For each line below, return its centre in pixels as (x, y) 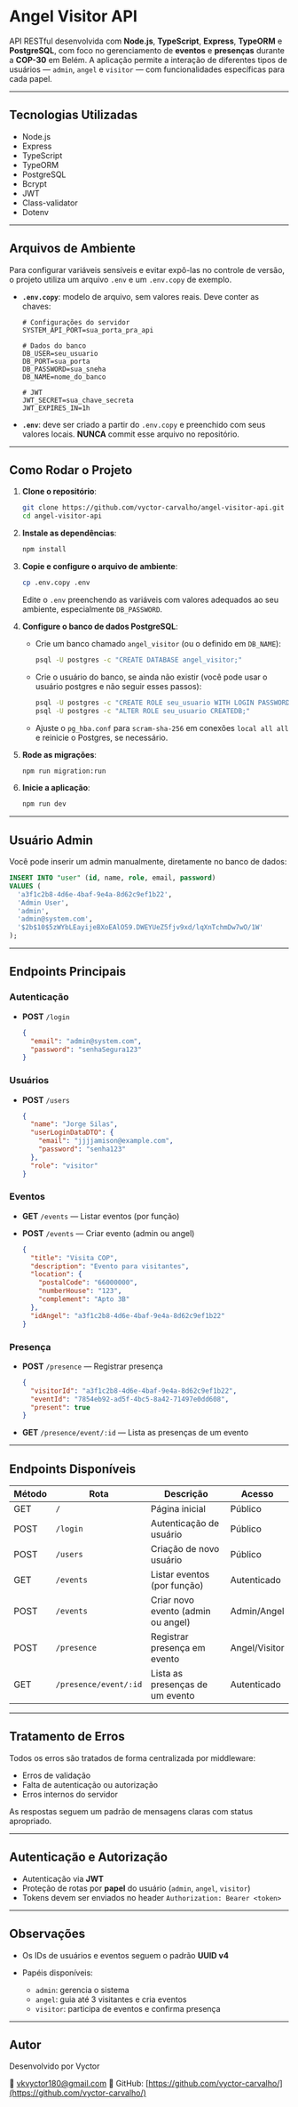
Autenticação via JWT (63, 1878)
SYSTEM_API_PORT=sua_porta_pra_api (88, 330)
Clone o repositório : (59, 492)
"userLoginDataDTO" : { (72, 1133)
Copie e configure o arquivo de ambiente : (100, 566)
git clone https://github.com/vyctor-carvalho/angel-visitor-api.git (153, 508)
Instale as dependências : (69, 533)
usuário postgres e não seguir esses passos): (118, 686)
